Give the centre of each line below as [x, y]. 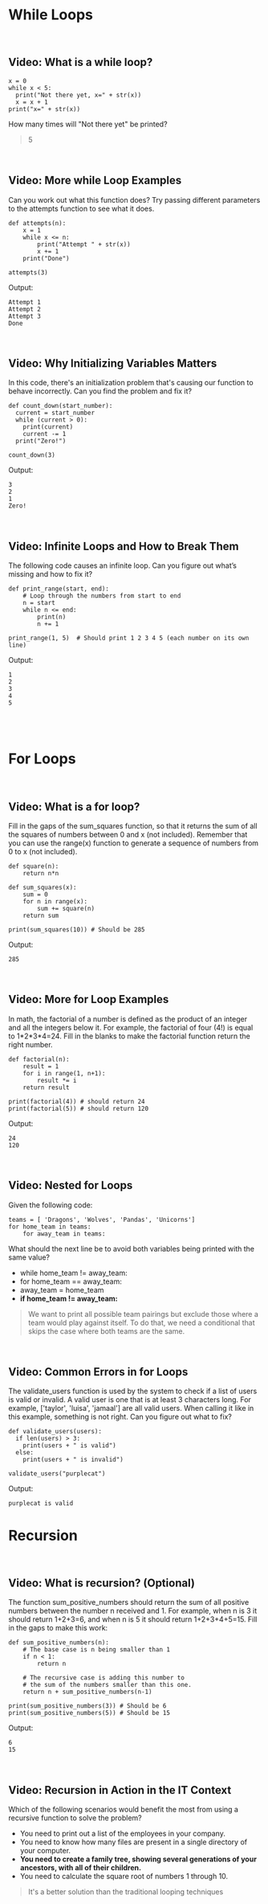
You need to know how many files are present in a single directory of [133, 1842]
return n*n [41, 873]
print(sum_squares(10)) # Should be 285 [77, 929]
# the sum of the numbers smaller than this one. [108, 1685]
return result [46, 1088]
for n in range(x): [55, 901]
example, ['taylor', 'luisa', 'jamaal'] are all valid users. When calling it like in [131, 1408]
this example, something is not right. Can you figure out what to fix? [120, 1417]
